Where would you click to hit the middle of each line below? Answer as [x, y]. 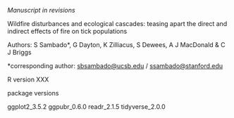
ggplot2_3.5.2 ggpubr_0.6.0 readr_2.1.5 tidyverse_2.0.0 [86, 107]
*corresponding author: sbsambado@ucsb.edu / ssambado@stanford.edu [115, 66]
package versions [33, 93]
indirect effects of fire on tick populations [67, 31]
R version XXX [28, 79]
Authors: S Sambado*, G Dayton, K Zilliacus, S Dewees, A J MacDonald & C [116, 45]
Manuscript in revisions [41, 10]
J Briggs [19, 52]
